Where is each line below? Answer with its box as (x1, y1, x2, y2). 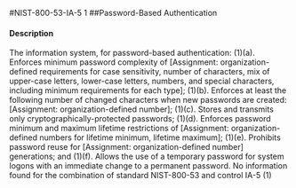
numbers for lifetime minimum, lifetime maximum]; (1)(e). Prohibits (39, 132, 282, 143)
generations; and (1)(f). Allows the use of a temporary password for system (9, 151, 284, 162)
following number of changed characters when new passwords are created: (9, 95, 287, 106)
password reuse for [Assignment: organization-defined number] (9, 142, 244, 153)
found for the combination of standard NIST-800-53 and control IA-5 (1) (9, 170, 273, 181)
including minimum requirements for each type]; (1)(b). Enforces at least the (9, 85, 287, 96)
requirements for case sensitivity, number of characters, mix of (39, 67, 270, 77)
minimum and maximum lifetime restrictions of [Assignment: (9, 123, 229, 134)
